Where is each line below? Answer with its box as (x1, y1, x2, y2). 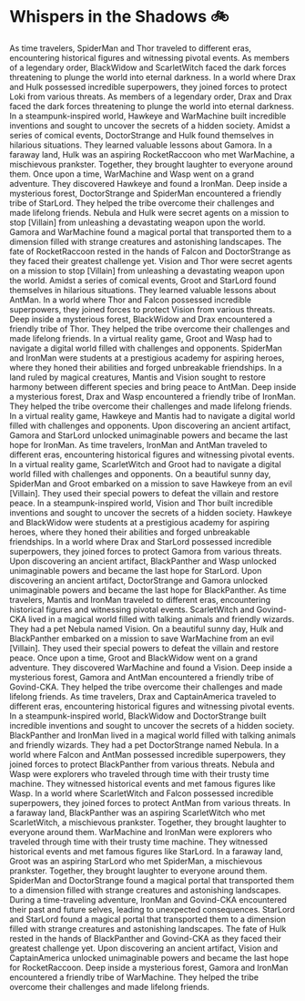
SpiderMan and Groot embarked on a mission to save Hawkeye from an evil (9, 478, 293, 489)
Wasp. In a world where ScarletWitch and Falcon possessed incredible (9, 788, 274, 799)
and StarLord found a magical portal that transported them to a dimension (9, 914, 287, 924)
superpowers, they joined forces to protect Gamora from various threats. (9, 546, 282, 557)
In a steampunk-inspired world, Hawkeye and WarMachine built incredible (9, 110, 287, 121)
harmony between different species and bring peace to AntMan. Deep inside (9, 381, 297, 392)
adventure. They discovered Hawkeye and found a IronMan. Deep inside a (9, 178, 288, 189)
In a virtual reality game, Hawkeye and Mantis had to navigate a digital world (9, 410, 296, 421)
